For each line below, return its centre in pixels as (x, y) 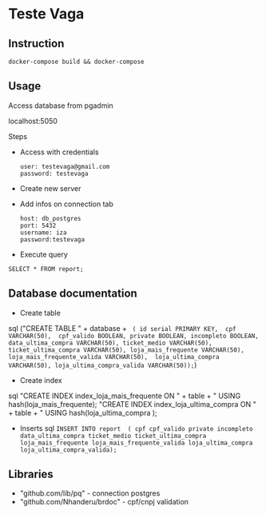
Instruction (36, 44)
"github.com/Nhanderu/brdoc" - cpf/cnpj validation (104, 502)
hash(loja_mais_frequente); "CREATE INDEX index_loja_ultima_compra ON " (133, 404)
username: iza (43, 233)
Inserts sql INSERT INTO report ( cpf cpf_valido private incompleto (136, 428)
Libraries (31, 474)
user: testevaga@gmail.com (65, 166)
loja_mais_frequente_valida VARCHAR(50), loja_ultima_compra (114, 357)
